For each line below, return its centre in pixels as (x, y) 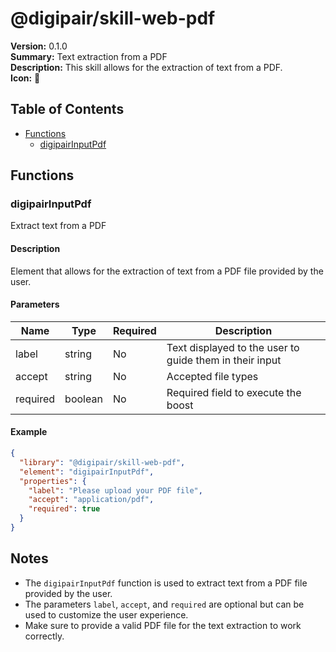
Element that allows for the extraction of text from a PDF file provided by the (167, 271)
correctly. (44, 636)
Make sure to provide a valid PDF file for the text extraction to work (163, 625)
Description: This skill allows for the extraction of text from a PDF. (146, 67)
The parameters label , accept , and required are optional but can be (164, 604)
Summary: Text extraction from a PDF (89, 56)
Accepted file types (212, 376)
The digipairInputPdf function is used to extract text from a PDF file (166, 583)
